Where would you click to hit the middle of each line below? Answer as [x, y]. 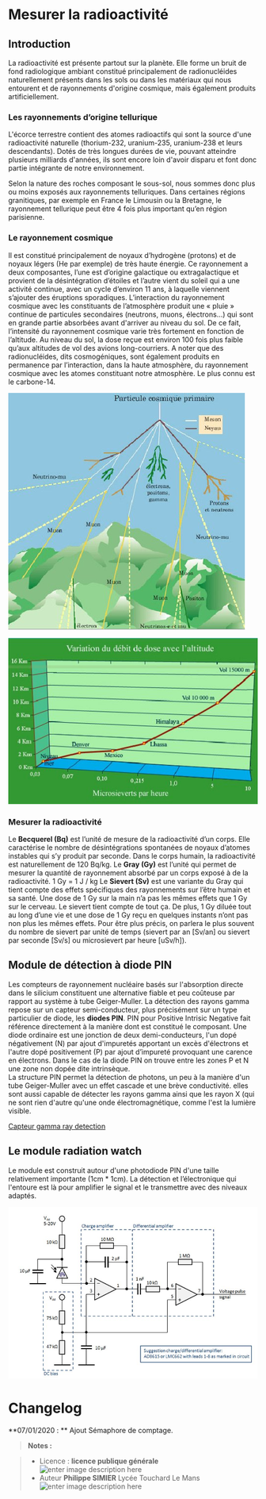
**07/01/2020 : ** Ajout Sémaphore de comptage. [91, 1430]
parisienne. [27, 217]
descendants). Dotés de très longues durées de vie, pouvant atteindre [122, 152]
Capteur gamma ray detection [57, 1126]
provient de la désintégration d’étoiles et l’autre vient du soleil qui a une [124, 280]
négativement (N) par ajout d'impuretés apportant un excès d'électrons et [129, 1043]
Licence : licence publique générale [99, 1461]
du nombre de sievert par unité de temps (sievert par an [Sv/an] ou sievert [129, 932]
